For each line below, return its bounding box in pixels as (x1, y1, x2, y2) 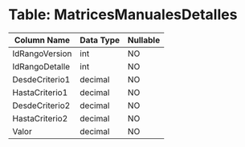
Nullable (127, 34, 161, 46)
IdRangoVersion (12, 48, 72, 59)
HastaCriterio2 (12, 113, 68, 124)
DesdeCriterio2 (12, 100, 71, 111)
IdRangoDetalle (12, 61, 71, 72)
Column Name (14, 34, 71, 46)
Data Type (80, 34, 120, 46)
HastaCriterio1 (12, 86, 68, 97)
